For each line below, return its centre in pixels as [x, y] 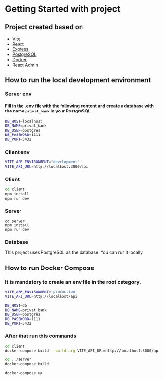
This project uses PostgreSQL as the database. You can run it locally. [74, 252]
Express [20, 49]
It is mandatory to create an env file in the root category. [73, 282]
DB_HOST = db [16, 305]
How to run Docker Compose [50, 268]
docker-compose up [24, 373]
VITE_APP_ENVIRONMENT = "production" [41, 292]
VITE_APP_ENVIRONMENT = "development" [42, 162]
